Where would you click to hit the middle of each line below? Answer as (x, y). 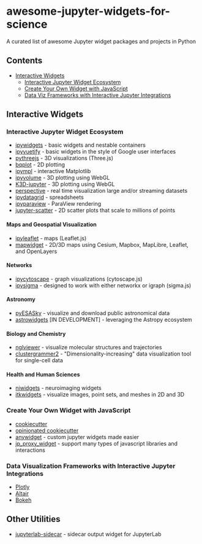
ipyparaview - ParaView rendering (58, 204)
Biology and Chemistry (36, 333)
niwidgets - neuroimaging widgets (58, 388)
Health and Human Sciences (43, 374)
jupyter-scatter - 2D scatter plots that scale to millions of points (95, 211)
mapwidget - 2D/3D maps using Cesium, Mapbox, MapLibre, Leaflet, (102, 244)
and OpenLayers (36, 251)
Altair (22, 494)
